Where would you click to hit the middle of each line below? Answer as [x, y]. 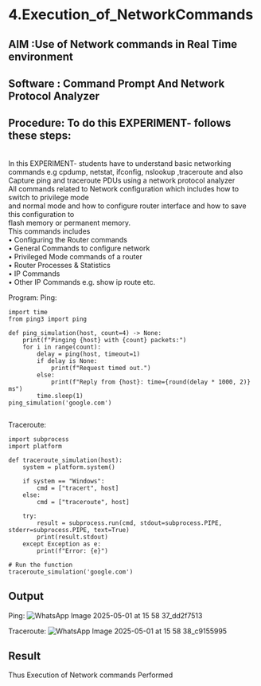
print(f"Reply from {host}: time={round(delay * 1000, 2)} [150, 382]
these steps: [40, 136]
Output [26, 596]
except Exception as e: [62, 544]
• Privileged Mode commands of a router [76, 256]
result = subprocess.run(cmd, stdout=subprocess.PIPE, [130, 523]
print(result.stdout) [73, 537]
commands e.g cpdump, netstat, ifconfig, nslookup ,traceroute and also [126, 171]
